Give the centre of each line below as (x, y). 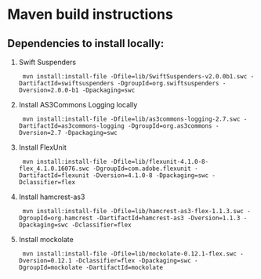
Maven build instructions (90, 14)
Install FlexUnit (43, 147)
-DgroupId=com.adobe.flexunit (142, 168)
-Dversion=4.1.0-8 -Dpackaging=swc (151, 176)
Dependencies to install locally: (86, 43)
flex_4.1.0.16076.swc (54, 168)
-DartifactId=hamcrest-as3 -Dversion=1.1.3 (168, 218)
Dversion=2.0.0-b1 (49, 90)
